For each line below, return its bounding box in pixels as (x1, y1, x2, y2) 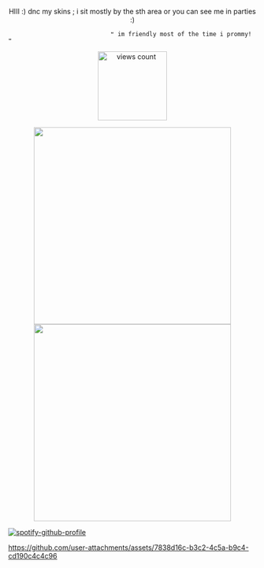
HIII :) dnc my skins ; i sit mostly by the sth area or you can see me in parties (9, 7, 256, 16)
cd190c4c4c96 (8, 551, 58, 560)
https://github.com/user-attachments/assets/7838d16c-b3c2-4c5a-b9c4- (8, 543, 250, 552)
